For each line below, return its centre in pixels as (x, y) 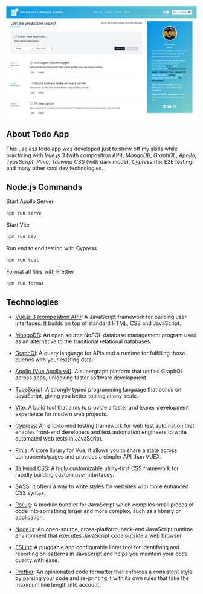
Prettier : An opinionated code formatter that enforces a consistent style (104, 572)
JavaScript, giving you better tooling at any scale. (77, 396)
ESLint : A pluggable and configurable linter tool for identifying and (97, 547)
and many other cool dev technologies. (55, 168)
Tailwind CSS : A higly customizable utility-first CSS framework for (97, 468)
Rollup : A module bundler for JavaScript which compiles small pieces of (105, 505)
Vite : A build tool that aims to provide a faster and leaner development (102, 407)
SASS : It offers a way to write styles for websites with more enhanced (102, 486)
